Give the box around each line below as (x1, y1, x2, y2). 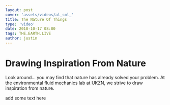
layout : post (5, 7, 33, 13)
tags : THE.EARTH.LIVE (5, 31, 51, 36)
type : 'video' (5, 21, 36, 27)
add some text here (5, 95, 46, 101)
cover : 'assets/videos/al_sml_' (5, 12, 74, 17)
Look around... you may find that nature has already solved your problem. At (5, 74, 165, 80)
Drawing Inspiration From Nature (5, 58, 146, 69)
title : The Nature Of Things (5, 17, 67, 22)
